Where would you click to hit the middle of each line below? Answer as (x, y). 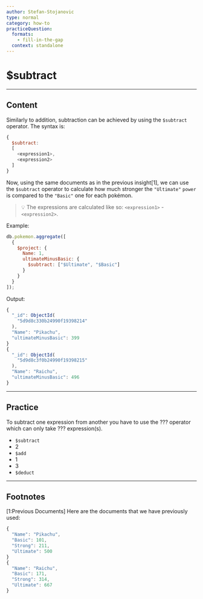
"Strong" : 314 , (31, 580)
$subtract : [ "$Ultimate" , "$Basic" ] (74, 265)
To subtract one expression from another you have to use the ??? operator (99, 422)
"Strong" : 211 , (31, 546)
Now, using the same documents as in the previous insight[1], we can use (98, 183)
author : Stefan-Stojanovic (40, 12)
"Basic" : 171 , (29, 574)
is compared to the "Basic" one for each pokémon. (69, 195)
